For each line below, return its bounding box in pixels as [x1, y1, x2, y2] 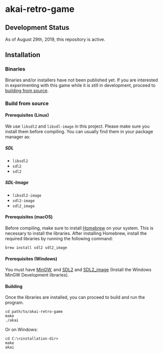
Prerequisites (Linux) [5, 112, 49, 118]
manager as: [5, 134, 31, 140]
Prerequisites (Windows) [5, 256, 58, 262]
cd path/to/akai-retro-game [5, 309, 63, 314]
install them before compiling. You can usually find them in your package [5, 128, 153, 135]
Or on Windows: [5, 327, 38, 333]
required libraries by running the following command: [5, 235, 113, 241]
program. [5, 299, 24, 306]
